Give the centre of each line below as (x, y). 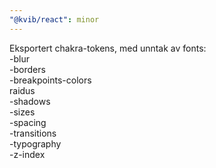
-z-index (27, 154)
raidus (22, 90)
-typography (35, 143)
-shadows (30, 101)
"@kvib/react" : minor (54, 19)
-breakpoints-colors (50, 80)
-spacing (28, 122)
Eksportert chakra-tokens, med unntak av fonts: (108, 48)
